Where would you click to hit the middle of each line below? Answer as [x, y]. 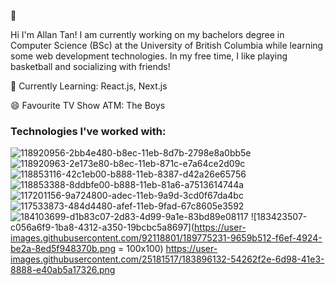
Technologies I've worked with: [88, 131]
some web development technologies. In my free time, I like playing [149, 56]
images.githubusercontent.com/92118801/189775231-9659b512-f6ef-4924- [166, 238]
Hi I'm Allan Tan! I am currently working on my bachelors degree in [147, 34]
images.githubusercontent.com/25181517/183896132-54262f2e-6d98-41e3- [167, 259]
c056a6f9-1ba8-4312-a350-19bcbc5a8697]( [102, 227]
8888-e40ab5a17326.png [63, 270]
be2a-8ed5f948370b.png [63, 249]
